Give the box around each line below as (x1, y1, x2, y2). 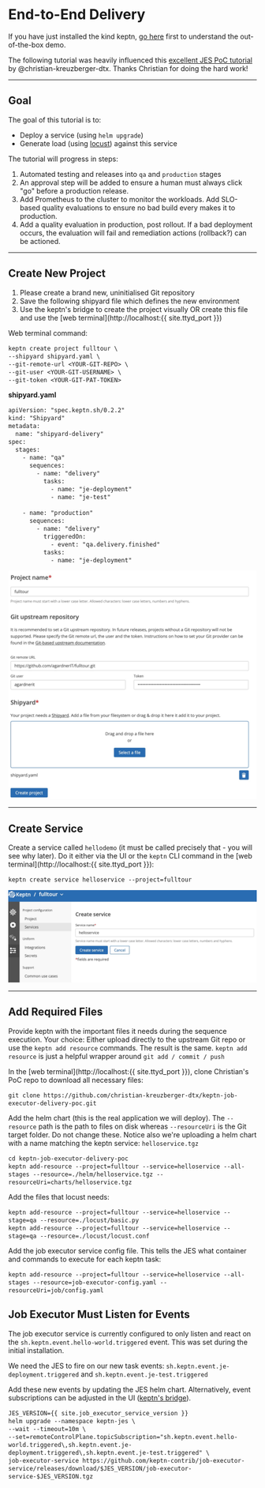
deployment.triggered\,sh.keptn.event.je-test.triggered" (8, 1449, 203, 1456)
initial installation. (8, 1345, 65, 1355)
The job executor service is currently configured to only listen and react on (8, 1328, 252, 1338)
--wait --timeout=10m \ (8, 1425, 87, 1433)
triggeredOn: (43, 532, 87, 540)
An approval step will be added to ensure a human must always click (19, 178, 243, 187)
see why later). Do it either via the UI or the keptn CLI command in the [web (8, 851, 252, 861)
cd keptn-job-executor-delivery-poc (8, 1155, 129, 1163)
